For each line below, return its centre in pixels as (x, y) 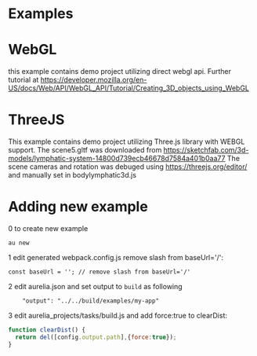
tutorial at (24, 80)
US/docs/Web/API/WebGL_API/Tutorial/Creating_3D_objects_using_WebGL (128, 88)
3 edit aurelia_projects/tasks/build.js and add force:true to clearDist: (118, 316)
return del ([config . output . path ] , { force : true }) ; (96, 337)
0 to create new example (48, 228)
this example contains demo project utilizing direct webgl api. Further (119, 72)
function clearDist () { (47, 330)
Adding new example (78, 207)
